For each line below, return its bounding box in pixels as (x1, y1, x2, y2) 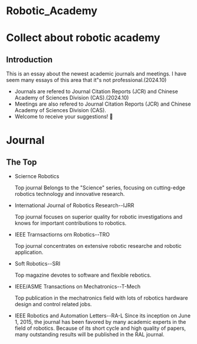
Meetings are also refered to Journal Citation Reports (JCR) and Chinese (14, 100, 191, 107)
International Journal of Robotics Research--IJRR (14, 202, 134, 209)
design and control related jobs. (14, 301, 93, 308)
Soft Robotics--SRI (14, 260, 61, 267)
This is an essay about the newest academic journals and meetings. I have (6, 70, 187, 77)
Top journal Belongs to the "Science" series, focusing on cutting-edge (14, 184, 186, 191)
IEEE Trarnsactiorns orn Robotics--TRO (14, 231, 110, 238)
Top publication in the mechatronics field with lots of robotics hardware (14, 294, 188, 302)
